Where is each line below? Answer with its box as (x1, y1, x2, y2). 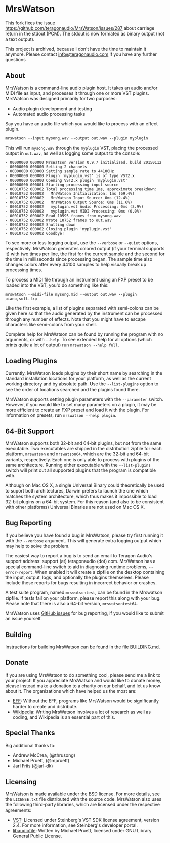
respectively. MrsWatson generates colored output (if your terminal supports (5, 245, 165, 251)
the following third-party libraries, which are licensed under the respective (5, 802, 160, 808)
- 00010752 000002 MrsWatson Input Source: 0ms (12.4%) (5, 195, 130, 200)
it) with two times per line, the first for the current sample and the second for (5, 251, 165, 257)
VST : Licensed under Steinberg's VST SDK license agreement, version (12, 817, 159, 823)
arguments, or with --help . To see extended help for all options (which (5, 336, 152, 342)
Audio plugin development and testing (12, 105, 92, 112)
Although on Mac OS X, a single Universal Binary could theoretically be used (5, 482, 165, 488)
